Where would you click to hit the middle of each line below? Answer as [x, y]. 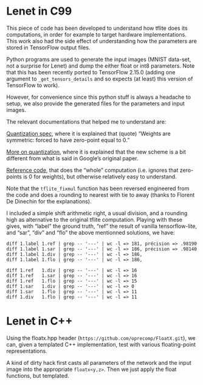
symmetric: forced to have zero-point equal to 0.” [68, 140]
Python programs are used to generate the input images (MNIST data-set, [99, 59]
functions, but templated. [38, 375]
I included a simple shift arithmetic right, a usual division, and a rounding [97, 213]
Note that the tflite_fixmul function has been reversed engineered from [98, 188]
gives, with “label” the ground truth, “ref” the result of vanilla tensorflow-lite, [102, 226]
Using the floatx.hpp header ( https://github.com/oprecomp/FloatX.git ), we [101, 338]
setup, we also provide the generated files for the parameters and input [96, 103]
